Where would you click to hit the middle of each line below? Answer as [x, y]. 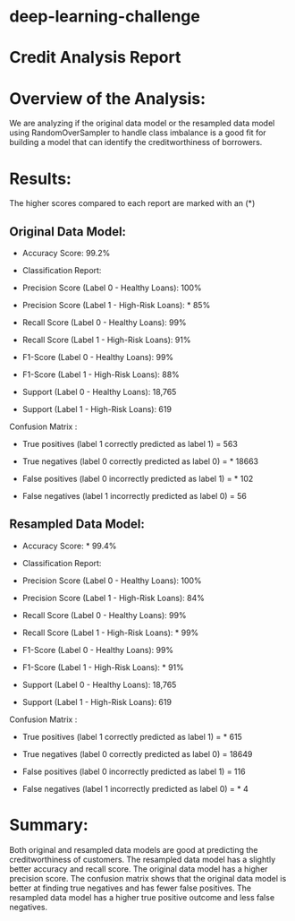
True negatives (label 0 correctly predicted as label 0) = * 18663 [140, 461]
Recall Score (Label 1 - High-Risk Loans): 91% [106, 340]
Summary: [49, 825]
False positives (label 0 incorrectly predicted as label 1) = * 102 [138, 479]
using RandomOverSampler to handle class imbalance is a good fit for [138, 133]
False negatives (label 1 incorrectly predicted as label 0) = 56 [135, 496]
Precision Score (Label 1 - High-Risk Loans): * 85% [116, 306]
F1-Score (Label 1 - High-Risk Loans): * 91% [103, 667]
